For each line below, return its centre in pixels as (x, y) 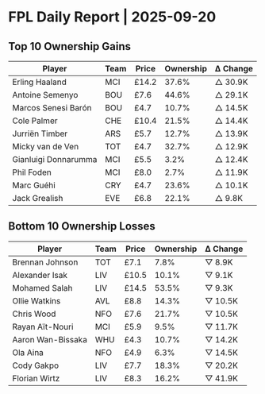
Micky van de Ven (46, 147)
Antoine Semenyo (45, 95)
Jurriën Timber (40, 133)
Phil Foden (32, 172)
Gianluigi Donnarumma (55, 159)
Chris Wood (34, 314)
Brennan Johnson (45, 262)
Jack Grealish (38, 198)
